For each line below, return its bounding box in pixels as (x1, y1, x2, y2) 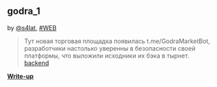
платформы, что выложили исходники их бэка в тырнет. (23, 51, 189, 60)
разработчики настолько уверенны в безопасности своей (23, 44, 196, 52)
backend (23, 58, 50, 67)
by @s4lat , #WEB (7, 23, 57, 32)
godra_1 (7, 5, 41, 17)
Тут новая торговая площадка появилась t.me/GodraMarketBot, (23, 37, 210, 45)
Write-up (7, 72, 34, 80)
